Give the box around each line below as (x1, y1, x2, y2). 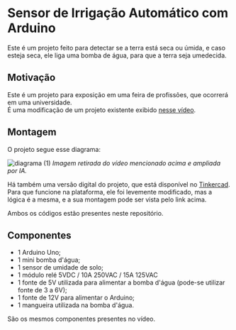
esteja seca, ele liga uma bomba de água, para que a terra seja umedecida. (7, 51, 227, 60)
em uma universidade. (7, 98, 72, 106)
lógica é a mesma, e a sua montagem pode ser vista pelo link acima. (7, 195, 207, 204)
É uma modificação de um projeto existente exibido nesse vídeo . (7, 105, 196, 114)
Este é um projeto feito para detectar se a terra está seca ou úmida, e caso (7, 43, 225, 52)
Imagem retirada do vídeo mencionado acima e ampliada (52, 158, 221, 167)
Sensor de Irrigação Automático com (7, 5, 229, 21)
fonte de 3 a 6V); (17, 286, 67, 295)
